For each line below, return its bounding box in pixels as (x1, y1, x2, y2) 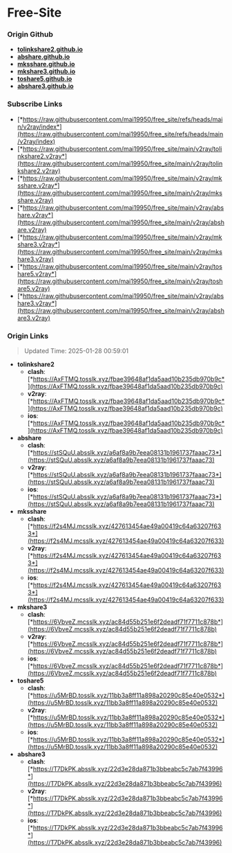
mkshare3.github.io (17, 67, 76, 75)
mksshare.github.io (17, 60, 75, 69)
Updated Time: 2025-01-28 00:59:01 (23, 347, 129, 355)
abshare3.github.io (17, 82, 74, 91)
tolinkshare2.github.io (17, 45, 83, 53)
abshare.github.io (17, 53, 70, 61)
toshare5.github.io (17, 75, 72, 83)
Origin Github (7, 30, 54, 39)
